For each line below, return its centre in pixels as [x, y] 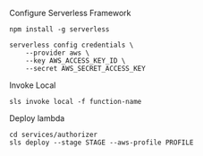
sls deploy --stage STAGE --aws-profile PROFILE [101, 143]
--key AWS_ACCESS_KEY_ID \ [76, 61]
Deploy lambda [37, 118]
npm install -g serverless [59, 30]
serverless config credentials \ [72, 45]
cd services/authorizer [54, 134]
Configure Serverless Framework [70, 13]
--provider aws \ [58, 53]
